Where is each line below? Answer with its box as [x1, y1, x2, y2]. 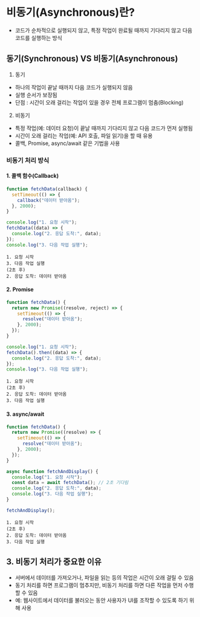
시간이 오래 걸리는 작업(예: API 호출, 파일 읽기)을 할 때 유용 [15, 132, 153, 139]
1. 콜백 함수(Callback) [6, 172, 59, 179]
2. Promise [6, 286, 34, 293]
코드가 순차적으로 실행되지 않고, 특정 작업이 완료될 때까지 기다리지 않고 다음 [15, 27, 193, 34]
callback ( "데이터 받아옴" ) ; [17, 197, 80, 203]
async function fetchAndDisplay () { [6, 468, 98, 474]
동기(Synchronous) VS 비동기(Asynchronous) [6, 54, 178, 64]
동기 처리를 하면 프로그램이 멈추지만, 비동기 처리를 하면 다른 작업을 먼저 [15, 581, 183, 589]
